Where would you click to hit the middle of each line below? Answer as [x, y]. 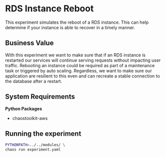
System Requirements [40, 97]
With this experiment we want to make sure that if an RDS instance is [75, 55]
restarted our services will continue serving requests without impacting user [83, 60]
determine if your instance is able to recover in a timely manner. [70, 27]
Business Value [29, 43]
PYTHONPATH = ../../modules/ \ [35, 145]
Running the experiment [43, 134]
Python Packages [24, 109]
